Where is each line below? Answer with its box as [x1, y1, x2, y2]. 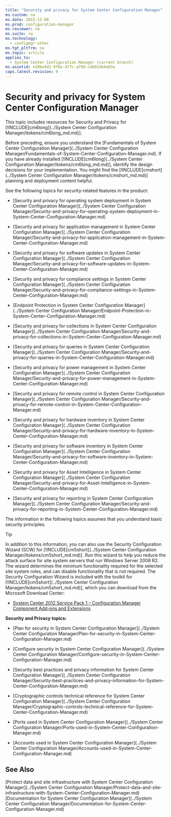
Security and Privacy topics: [5, 615, 67, 621]
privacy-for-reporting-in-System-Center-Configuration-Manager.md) [12, 506, 158, 512]
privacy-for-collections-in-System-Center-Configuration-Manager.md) [12, 333, 162, 340]
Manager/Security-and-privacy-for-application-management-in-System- [12, 234, 166, 241]
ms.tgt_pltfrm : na [5, 45, 44, 51]
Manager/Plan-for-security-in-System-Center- [58, 630, 157, 636]
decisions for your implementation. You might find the [5, 166, 118, 173]
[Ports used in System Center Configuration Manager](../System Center [12, 718, 163, 725]
